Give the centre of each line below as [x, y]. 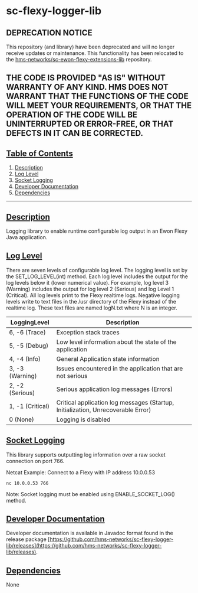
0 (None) [22, 419]
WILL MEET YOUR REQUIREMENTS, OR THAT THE [99, 105]
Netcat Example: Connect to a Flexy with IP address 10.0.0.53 [80, 472]
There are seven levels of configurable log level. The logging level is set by [97, 270]
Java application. [27, 237]
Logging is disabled [83, 419]
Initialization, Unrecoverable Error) [104, 410]
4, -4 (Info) [25, 359]
